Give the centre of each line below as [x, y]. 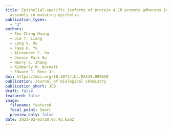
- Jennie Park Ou [28, 58]
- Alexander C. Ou [30, 53]
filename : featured [31, 105]
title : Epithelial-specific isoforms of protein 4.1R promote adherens [83, 10]
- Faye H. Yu [24, 48]
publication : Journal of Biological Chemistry [56, 81]
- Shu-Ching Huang [30, 34]
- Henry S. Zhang [28, 62]
